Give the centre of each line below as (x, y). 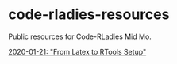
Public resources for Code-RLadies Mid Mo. (80, 36)
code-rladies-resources (89, 15)
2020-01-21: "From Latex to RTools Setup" (77, 51)
